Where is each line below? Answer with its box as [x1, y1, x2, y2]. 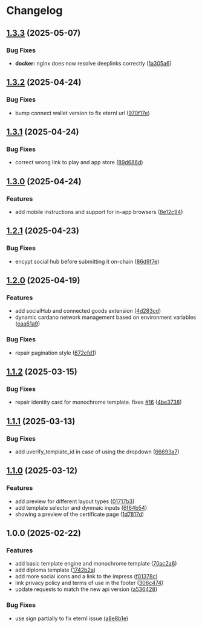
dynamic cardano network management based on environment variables [15, 313, 197, 321]
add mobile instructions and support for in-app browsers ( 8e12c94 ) [15, 208, 183, 215]
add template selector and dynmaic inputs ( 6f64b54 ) [15, 504, 148, 511]
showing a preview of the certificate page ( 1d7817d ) [15, 510, 144, 518]
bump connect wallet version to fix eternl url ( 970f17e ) [15, 109, 150, 116]
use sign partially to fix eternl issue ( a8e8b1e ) [15, 615, 129, 622]
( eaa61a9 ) [15, 320, 41, 327]
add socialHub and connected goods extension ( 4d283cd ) [15, 307, 161, 315]
